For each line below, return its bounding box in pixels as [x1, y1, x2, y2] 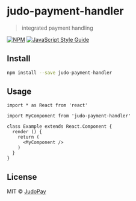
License [7, 171, 37, 182]
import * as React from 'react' [7, 102, 88, 108]
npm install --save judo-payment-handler [7, 70, 113, 76]
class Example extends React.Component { [7, 124, 113, 130]
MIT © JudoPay [7, 188, 46, 195]
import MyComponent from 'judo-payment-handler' [7, 113, 131, 119]
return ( [17, 134, 40, 140]
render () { [12, 129, 43, 135]
